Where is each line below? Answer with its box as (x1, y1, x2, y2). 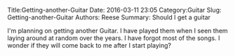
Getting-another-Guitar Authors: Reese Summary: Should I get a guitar (7, 13, 211, 21)
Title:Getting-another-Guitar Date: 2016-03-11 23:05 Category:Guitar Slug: (7, 6, 222, 14)
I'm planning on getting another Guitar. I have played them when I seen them (7, 27, 228, 35)
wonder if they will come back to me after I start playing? (7, 41, 172, 49)
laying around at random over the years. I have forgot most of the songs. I (7, 34, 220, 42)
